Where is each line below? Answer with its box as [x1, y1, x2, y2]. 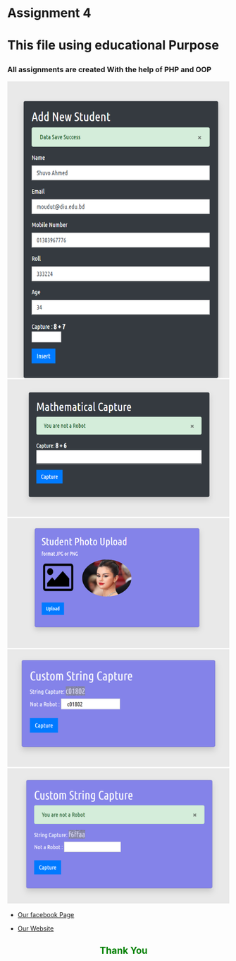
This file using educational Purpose [7, 37, 220, 54]
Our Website [17, 924, 54, 933]
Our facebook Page [17, 910, 75, 919]
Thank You [99, 945, 148, 957]
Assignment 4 [7, 5, 92, 21]
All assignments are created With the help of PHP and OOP [7, 65, 212, 75]
